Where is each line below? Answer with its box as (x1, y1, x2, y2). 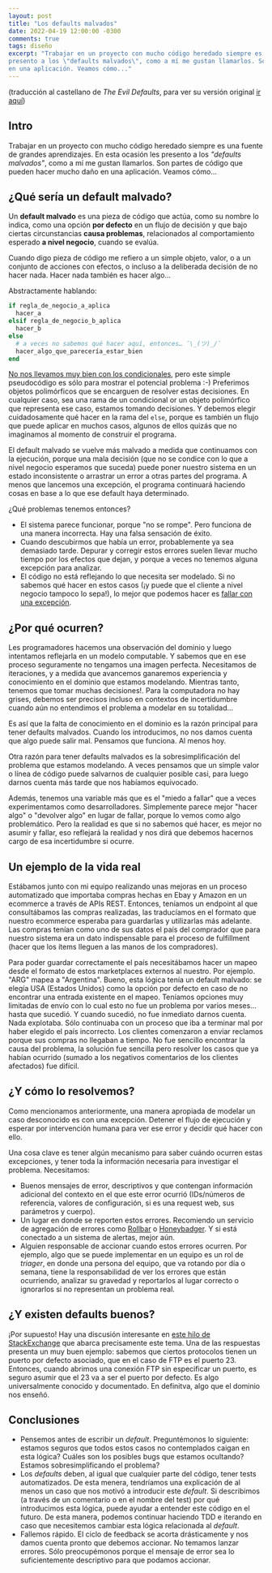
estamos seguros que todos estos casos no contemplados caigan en (19, 1443, 250, 1453)
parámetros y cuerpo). (19, 1206, 96, 1216)
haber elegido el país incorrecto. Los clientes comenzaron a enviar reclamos (8, 1027, 263, 1036)
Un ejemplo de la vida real (8, 860, 141, 873)
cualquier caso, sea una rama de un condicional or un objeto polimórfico (8, 395, 251, 405)
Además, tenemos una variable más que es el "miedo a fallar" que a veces (8, 793, 257, 804)
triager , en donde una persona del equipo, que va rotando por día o (19, 1258, 245, 1268)
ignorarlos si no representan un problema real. (19, 1284, 176, 1294)
